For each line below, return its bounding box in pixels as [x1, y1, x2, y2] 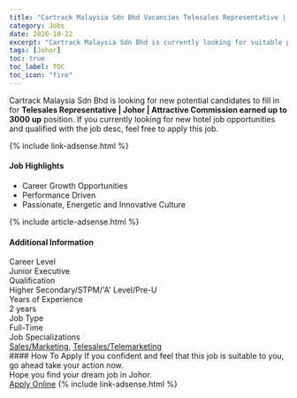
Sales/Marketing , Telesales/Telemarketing [9, 341, 162, 352]
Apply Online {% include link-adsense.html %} [9, 378, 179, 390]
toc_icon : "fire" [9, 71, 73, 80]
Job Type [9, 313, 44, 324]
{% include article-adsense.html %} [9, 216, 140, 227]
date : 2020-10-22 [9, 29, 73, 38]
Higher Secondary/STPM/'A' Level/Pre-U [9, 285, 157, 295]
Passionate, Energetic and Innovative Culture [21, 199, 186, 209]
